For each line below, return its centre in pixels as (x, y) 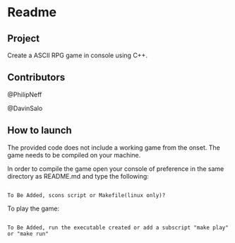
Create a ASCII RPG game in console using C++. (78, 55)
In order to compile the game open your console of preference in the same (116, 168)
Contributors (36, 77)
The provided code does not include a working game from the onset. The (114, 147)
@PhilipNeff (25, 94)
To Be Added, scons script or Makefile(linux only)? (86, 195)
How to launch (40, 130)
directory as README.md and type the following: (78, 176)
